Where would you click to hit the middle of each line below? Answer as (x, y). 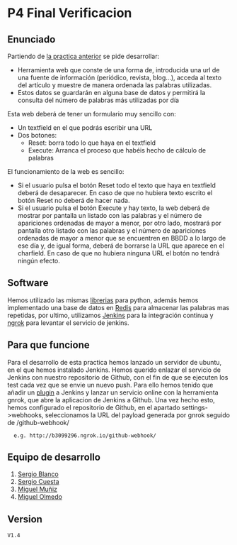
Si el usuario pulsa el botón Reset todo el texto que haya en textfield (116, 185)
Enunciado (31, 39)
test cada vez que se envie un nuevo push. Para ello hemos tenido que (110, 385)
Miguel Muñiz (37, 489)
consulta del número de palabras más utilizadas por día (98, 100)
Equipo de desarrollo (54, 457)
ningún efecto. (39, 261)
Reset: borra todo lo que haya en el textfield (92, 143)
